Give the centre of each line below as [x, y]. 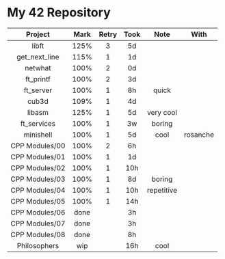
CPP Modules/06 [38, 212]
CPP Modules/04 [38, 190]
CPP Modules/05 [38, 201]
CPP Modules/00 [38, 146]
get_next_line [38, 57]
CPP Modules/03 [38, 179]
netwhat [38, 68]
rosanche [199, 135]
